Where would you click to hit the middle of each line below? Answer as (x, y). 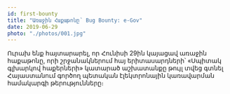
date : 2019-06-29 (33, 27)
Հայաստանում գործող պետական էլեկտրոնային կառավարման (111, 76)
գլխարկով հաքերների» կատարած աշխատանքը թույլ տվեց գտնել (115, 68)
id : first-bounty (33, 14)
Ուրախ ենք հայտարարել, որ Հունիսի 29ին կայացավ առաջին (107, 53)
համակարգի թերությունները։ (55, 83)
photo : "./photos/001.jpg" (47, 33)
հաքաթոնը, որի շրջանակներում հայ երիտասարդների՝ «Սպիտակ (115, 61)
